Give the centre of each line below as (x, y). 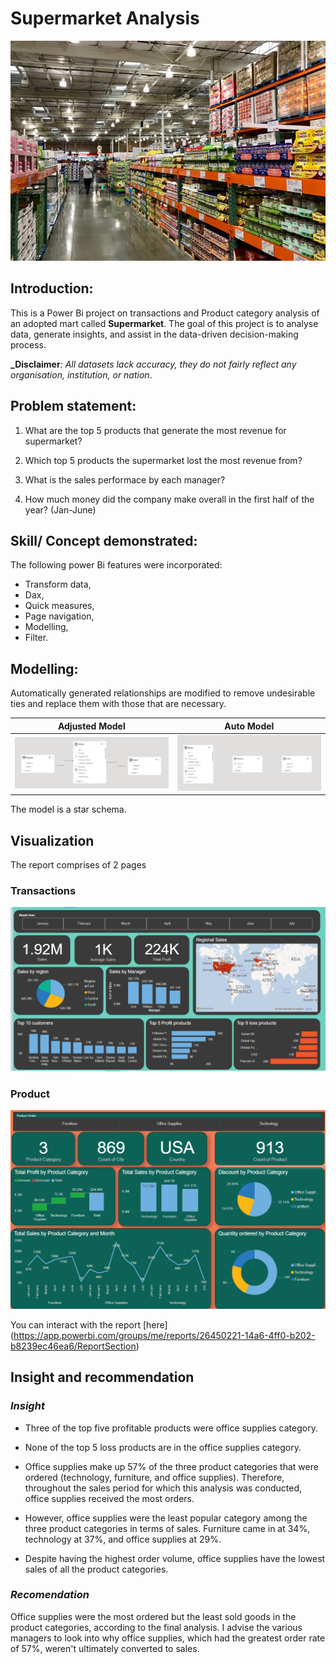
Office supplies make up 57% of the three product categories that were (171, 1466)
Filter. (36, 638)
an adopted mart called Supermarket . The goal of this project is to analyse (164, 323)
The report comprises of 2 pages (78, 864)
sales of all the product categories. (96, 1569)
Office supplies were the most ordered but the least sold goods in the (153, 1616)
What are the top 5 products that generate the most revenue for (155, 430)
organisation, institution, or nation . (81, 374)
